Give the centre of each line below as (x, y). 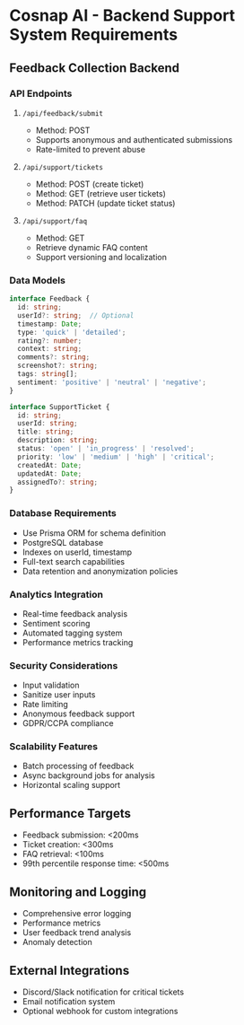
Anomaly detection (57, 942)
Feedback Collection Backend (95, 68)
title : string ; (46, 432)
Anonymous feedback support (78, 714)
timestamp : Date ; (50, 324)
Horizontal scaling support (71, 785)
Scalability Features (54, 747)
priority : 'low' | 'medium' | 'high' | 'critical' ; (116, 457)
